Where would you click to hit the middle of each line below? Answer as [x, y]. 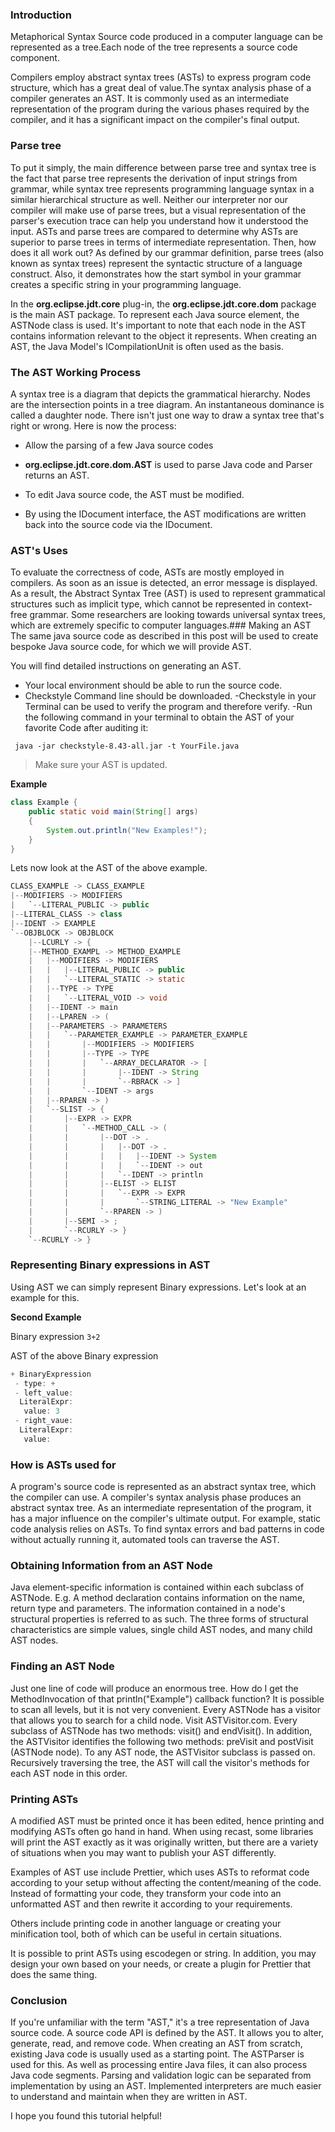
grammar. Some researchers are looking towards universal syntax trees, [177, 615]
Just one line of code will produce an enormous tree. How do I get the [154, 1688]
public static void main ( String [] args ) [113, 812]
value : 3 [41, 1411]
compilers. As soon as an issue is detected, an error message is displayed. [164, 583]
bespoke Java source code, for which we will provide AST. [131, 647]
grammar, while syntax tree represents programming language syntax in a [162, 189]
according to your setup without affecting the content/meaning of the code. [166, 1883]
